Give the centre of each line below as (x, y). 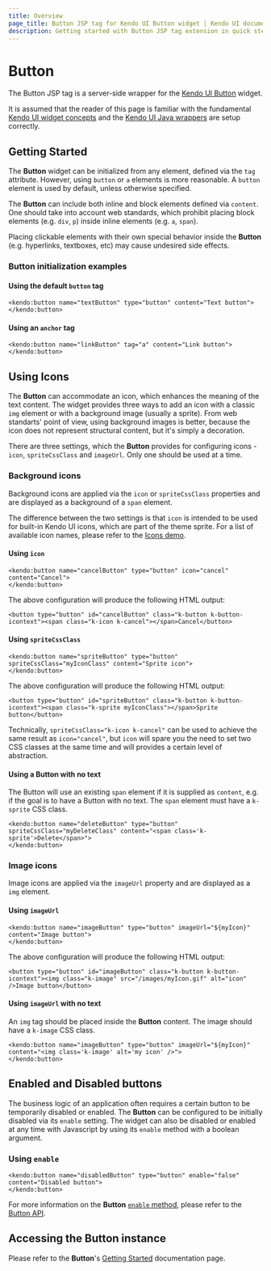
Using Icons (39, 377)
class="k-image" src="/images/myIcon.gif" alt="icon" (155, 979)
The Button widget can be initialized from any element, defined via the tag (132, 172)
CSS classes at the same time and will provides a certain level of (115, 747)
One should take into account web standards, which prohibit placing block (132, 213)
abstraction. (28, 755)
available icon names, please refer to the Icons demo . (97, 535)
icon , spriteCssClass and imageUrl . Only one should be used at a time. (125, 455)
